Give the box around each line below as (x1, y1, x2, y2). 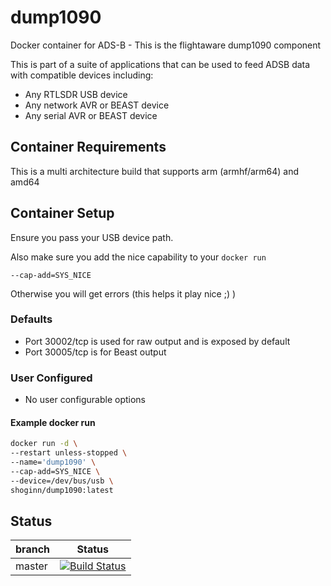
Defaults (10, 312, 53, 326)
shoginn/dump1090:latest (10, 485, 114, 495)
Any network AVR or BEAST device (24, 99, 170, 111)
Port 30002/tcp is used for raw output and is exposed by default (24, 335, 291, 347)
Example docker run (10, 416, 96, 428)
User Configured (10, 371, 93, 385)
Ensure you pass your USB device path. (10, 231, 174, 243)
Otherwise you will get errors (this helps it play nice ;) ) (10, 287, 237, 300)
